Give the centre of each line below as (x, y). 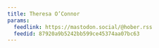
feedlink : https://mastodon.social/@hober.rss (83, 27)
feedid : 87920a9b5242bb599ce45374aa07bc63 (77, 34)
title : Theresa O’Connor (44, 14)
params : (19, 20)
